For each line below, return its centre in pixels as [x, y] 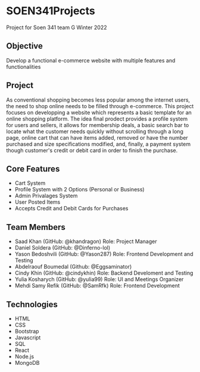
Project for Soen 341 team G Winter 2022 [57, 27]
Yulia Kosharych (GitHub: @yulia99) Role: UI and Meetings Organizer [99, 279]
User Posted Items [37, 202]
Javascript [28, 338]
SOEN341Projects [51, 11]
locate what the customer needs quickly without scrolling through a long [95, 131]
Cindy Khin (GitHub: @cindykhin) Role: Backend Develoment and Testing [104, 273]
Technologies [32, 304]
